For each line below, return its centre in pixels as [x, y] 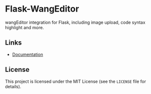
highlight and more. [25, 27]
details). [13, 86]
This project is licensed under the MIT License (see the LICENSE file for [75, 81]
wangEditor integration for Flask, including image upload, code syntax [75, 22]
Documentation [28, 54]
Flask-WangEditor [42, 9]
